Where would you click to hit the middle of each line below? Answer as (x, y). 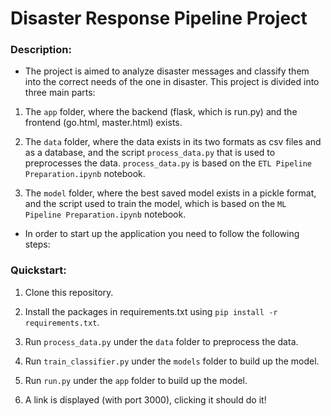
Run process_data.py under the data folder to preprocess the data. (161, 341)
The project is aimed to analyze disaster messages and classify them (167, 71)
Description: (41, 50)
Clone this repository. (69, 292)
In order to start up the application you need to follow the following (162, 234)
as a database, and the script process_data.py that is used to (150, 153)
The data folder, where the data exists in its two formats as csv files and (173, 142)
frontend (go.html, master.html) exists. (103, 123)
